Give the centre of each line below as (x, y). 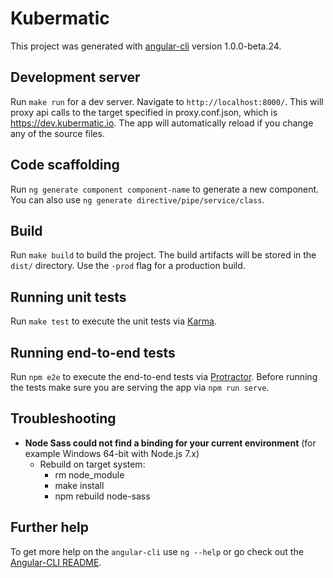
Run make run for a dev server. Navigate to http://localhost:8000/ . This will (167, 101)
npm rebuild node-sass (102, 496)
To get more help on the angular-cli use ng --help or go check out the (157, 551)
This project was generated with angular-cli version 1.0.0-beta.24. (146, 46)
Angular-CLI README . (56, 562)
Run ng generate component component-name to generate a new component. (165, 189)
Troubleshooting (63, 418)
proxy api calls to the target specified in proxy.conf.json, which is (144, 112)
